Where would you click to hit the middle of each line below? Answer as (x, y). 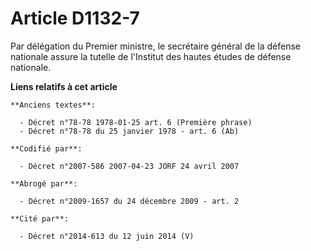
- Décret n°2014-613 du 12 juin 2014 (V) (107, 236)
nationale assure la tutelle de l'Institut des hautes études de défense (151, 56)
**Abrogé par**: (44, 183)
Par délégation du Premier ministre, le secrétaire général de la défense (156, 46)
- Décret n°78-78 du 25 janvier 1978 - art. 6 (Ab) (129, 131)
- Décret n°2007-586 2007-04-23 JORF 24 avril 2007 (129, 166)
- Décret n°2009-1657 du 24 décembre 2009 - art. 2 (129, 201)
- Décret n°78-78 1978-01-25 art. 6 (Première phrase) (136, 122)
